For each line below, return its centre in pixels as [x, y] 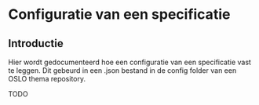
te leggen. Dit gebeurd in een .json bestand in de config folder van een [122, 71]
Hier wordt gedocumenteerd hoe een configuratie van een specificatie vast [129, 62]
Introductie [36, 43]
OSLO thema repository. [47, 79]
